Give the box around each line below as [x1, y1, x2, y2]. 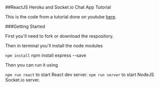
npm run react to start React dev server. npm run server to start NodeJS [5, 72, 154, 78]
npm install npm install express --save [5, 52, 86, 58]
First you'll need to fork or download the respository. [5, 33, 114, 39]
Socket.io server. [5, 77, 40, 83]
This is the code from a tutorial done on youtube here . [5, 14, 117, 19]
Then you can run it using [5, 62, 58, 68]
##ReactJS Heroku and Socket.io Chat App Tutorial [5, 4, 111, 10]
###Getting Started [5, 23, 45, 29]
